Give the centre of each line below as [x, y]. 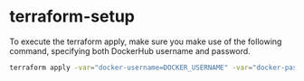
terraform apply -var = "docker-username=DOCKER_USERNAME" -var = [131, 67]
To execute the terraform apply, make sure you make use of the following [146, 41]
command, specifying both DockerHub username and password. [130, 50]
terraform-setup [72, 17]
